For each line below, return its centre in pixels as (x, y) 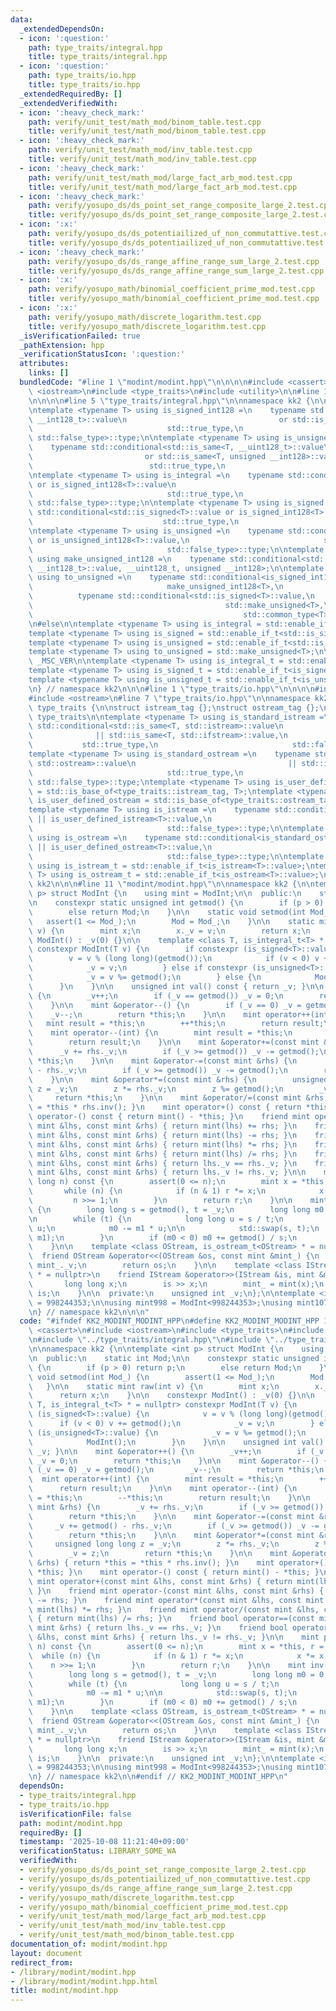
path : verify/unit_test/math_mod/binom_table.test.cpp (145, 122)
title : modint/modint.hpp (64, 1991)
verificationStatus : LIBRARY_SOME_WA (98, 1851)
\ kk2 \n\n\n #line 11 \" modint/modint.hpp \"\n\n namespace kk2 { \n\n (171, 884)
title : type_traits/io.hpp (84, 85)
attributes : (44, 364)
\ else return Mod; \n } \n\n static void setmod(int (167, 912)
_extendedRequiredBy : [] (71, 94)
